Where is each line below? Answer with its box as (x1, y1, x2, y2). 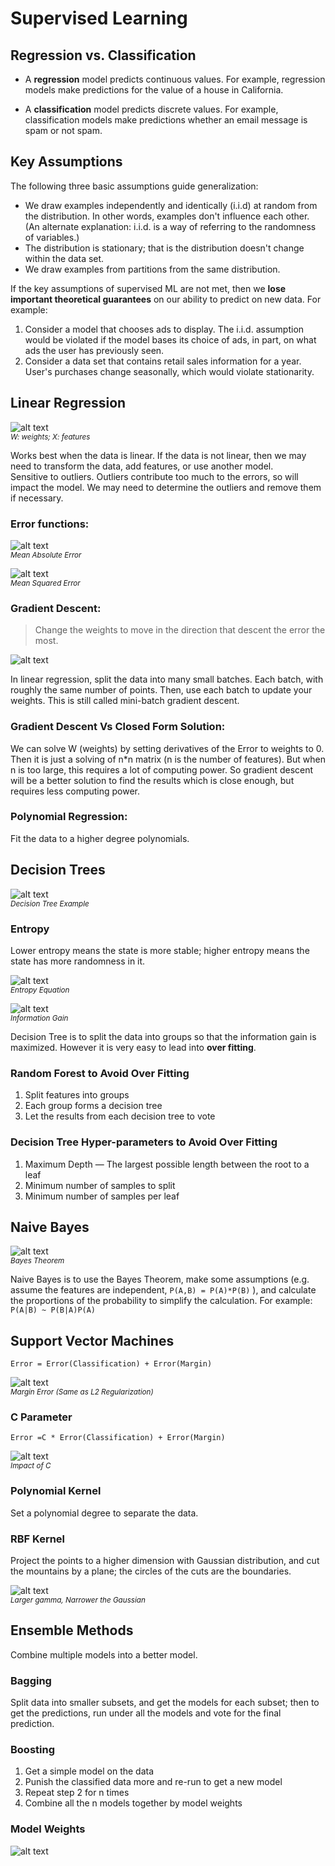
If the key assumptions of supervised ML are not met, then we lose (10, 282, 287, 294)
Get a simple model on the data (24, 1765, 155, 1777)
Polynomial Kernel (10, 1484, 102, 1498)
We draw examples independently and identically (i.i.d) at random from (24, 199, 318, 211)
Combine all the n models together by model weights (24, 1797, 243, 1809)
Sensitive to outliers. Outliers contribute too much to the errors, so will (10, 470, 299, 482)
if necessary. (10, 492, 64, 504)
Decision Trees (10, 862, 106, 879)
